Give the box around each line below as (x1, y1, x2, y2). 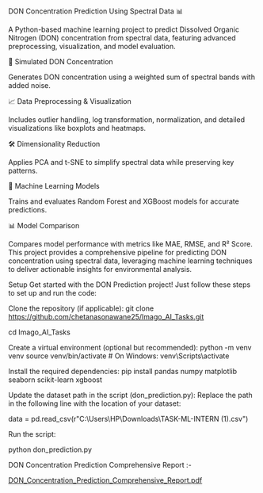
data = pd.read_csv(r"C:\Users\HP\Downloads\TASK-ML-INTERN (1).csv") (8, 415, 249, 423)
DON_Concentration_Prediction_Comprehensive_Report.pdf (8, 476, 203, 485)
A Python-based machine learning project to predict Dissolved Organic (8, 25, 240, 34)
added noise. (8, 81, 51, 90)
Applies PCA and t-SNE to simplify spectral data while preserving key (8, 158, 234, 166)
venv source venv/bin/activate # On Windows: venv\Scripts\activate (8, 351, 230, 361)
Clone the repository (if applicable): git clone (8, 304, 154, 313)
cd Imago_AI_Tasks (8, 327, 71, 337)
